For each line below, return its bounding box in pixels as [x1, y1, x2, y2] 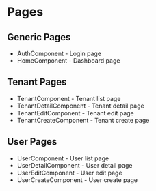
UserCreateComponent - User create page [16, 175, 138, 184]
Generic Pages [7, 31, 71, 43]
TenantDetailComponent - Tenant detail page [16, 102, 145, 110]
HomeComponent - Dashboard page [16, 57, 120, 65]
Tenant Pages [7, 76, 67, 88]
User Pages [7, 136, 57, 147]
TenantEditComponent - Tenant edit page [16, 108, 135, 117]
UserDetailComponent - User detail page [16, 161, 133, 169]
